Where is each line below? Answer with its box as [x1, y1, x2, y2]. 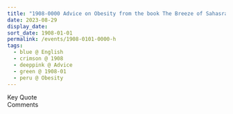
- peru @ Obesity [13, 74, 64, 82]
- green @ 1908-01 [13, 68, 67, 75]
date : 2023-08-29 [7, 17, 58, 23]
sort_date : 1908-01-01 [7, 29, 73, 37]
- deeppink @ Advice [13, 61, 73, 68]
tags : [7, 42, 23, 49]
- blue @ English [13, 49, 64, 56]
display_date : [7, 23, 49, 30]
